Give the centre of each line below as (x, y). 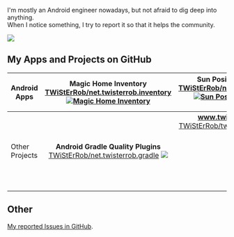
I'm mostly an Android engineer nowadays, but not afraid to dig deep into (112, 10)
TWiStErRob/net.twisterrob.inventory (108, 92)
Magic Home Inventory (108, 83)
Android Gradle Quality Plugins (108, 147)
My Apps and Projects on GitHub (79, 59)
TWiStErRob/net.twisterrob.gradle (104, 155)
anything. (21, 17)
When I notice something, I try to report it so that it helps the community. (111, 25)
